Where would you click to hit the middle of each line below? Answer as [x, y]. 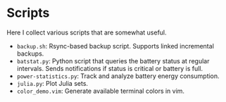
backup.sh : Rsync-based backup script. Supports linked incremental [115, 46]
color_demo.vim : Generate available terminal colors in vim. [100, 91]
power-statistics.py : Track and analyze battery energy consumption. [118, 76]
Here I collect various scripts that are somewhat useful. [87, 32]
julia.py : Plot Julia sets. [52, 83]
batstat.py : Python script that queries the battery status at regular [113, 60]
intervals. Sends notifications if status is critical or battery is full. [110, 68]
